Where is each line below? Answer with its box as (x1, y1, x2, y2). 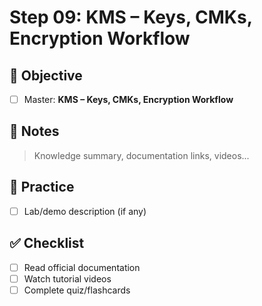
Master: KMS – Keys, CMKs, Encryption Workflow (23, 94, 234, 105)
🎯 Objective (9, 67, 83, 84)
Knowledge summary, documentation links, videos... (33, 149, 250, 161)
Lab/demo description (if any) (23, 205, 147, 217)
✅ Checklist (9, 235, 85, 252)
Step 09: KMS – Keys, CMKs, (9, 6, 253, 29)
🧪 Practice (9, 179, 75, 196)
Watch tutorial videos (23, 272, 112, 285)
